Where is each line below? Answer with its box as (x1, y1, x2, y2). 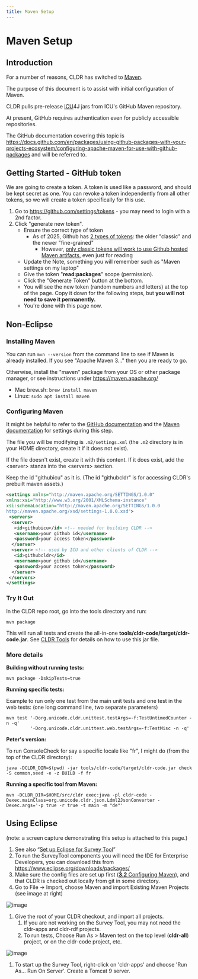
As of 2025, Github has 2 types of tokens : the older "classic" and (32, 233, 191, 240)
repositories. (6, 120, 37, 127)
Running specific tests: (6, 686, 65, 693)
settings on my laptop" (23, 264, 79, 271)
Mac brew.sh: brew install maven (14, 386, 97, 393)
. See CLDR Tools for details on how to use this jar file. (27, 635, 160, 643)
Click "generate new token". (14, 220, 84, 228)
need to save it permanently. (23, 296, 96, 303)
